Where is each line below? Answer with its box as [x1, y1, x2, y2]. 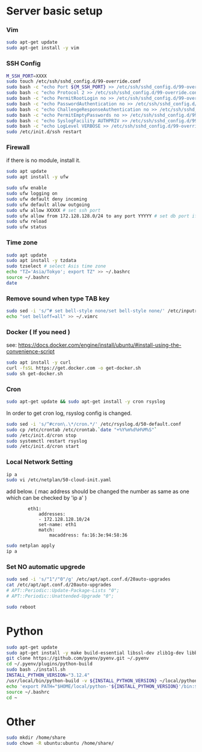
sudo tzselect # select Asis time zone [6, 263, 106, 269]
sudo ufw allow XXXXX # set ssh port [6, 207, 101, 213]
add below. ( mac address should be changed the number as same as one [6, 488, 189, 495]
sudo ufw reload [6, 219, 47, 225]
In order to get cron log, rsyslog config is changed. [6, 409, 132, 417]
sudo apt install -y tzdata [6, 258, 77, 264]
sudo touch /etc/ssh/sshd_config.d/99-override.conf [6, 78, 141, 85]
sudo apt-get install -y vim [6, 45, 79, 51]
